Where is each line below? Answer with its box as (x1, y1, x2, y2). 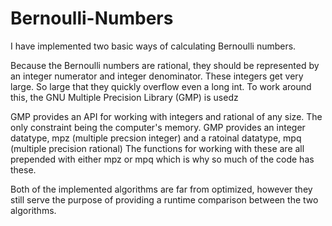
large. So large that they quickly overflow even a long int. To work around (10, 80, 312, 92)
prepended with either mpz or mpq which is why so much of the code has (10, 153, 315, 165)
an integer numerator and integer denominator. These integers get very (10, 70, 304, 82)
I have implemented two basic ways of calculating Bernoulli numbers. (10, 40, 297, 52)
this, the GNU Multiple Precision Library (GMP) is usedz (10, 91, 239, 103)
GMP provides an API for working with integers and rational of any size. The (10, 110, 323, 122)
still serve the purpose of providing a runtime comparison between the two (10, 193, 319, 206)
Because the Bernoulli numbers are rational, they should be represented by (10, 59, 320, 71)
